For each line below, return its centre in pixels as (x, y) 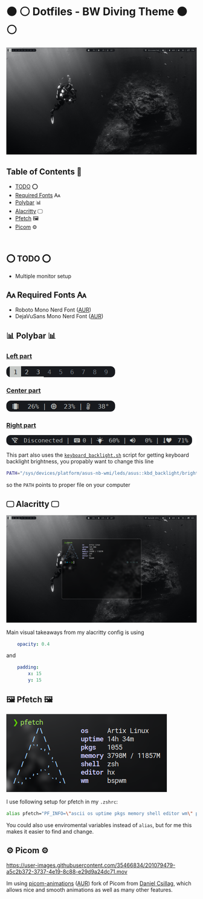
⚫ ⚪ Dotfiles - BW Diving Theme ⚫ (97, 12)
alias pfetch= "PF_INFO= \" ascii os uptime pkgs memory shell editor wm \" (100, 813)
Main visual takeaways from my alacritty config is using (75, 632)
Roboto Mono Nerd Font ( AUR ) (53, 310)
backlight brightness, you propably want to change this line (80, 462)
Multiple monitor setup (43, 276)
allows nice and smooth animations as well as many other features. (90, 889)
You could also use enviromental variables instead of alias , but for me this (99, 825)
